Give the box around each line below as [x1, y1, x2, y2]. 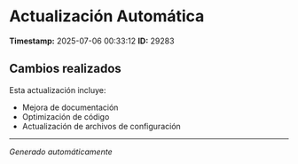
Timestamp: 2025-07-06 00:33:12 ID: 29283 [9, 35, 175, 46]
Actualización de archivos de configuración [21, 121, 182, 131]
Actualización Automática [9, 6, 205, 27]
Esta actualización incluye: [9, 84, 106, 95]
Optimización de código [21, 111, 110, 121]
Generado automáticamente [9, 146, 113, 157]
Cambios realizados [9, 61, 122, 76]
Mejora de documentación [21, 102, 119, 113]
